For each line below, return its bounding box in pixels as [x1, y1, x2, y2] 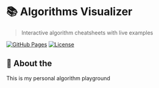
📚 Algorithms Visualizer [6, 5, 133, 19]
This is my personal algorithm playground [6, 74, 111, 82]
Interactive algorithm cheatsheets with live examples [21, 29, 154, 36]
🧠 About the [6, 58, 52, 69]
